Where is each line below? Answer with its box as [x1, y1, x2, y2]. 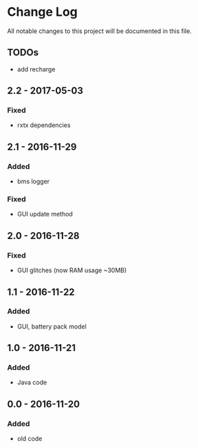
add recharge [16, 65, 56, 73]
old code [16, 434, 43, 443]
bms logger [16, 177, 50, 186]
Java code [16, 379, 47, 387]
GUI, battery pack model [16, 322, 87, 331]
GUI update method [16, 210, 74, 219]
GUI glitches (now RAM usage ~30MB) [16, 266, 127, 275]
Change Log [7, 4, 78, 20]
